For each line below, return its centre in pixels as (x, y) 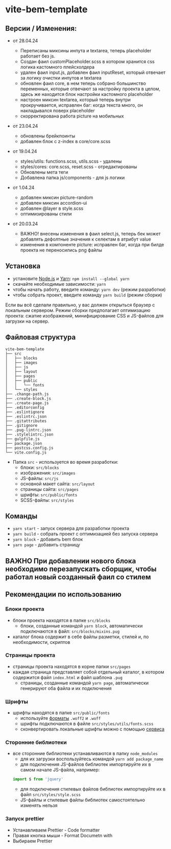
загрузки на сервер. (27, 321)
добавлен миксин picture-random (57, 198)
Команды (21, 516)
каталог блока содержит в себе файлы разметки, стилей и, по (81, 637)
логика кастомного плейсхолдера (57, 67)
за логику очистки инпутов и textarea (61, 78)
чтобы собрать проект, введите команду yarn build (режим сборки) (87, 295)
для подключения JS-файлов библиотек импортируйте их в (86, 764)
